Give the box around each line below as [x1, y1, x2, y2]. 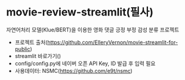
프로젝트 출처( [14, 39, 48, 46]
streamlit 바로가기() [14, 52, 61, 59]
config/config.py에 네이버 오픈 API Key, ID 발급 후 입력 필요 [14, 60, 156, 67]
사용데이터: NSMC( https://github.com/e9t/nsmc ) [14, 67, 133, 74]
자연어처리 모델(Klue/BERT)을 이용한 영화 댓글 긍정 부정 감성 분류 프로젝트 [6, 26, 180, 33]
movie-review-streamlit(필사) [6, 5, 154, 19]
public [14, 45, 30, 52]
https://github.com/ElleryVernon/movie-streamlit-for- [47, 39, 178, 46]
